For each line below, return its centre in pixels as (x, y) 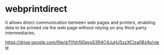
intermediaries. (20, 33)
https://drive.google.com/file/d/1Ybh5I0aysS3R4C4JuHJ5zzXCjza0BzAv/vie (82, 42)
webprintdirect (36, 9)
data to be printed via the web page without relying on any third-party (76, 27)
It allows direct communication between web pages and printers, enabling (80, 22)
